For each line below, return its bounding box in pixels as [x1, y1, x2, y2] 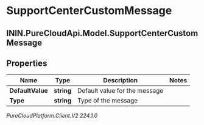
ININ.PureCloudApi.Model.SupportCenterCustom [6, 28, 199, 38]
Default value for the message [77, 87, 164, 95]
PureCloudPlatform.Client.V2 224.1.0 [6, 112, 98, 120]
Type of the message [77, 96, 138, 105]
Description [103, 76, 138, 85]
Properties [6, 58, 47, 68]
